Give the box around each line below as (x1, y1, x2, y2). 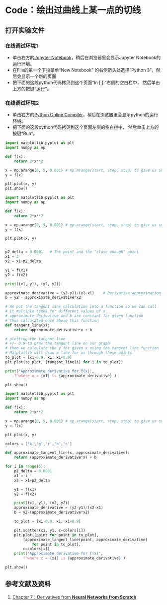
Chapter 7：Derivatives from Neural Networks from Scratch (12, 594, 137, 600)
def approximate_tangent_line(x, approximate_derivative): (5, 450, 130, 455)
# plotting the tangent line (5, 336, 66, 341)
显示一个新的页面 (21, 73, 56, 79)
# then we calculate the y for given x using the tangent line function (5, 346, 159, 351)
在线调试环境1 (5, 42, 38, 49)
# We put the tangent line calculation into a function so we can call (5, 304, 157, 309)
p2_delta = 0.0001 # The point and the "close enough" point (5, 249, 139, 255)
